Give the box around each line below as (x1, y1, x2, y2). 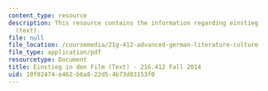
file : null (8, 33, 45, 42)
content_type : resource (8, 11, 88, 20)
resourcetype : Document (8, 56, 88, 64)
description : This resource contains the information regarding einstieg (8, 19, 259, 27)
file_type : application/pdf (8, 48, 102, 56)
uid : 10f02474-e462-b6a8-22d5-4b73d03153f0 (8, 70, 156, 78)
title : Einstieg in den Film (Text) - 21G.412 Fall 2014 (8, 63, 202, 71)
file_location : (8, 41, 59, 49)
